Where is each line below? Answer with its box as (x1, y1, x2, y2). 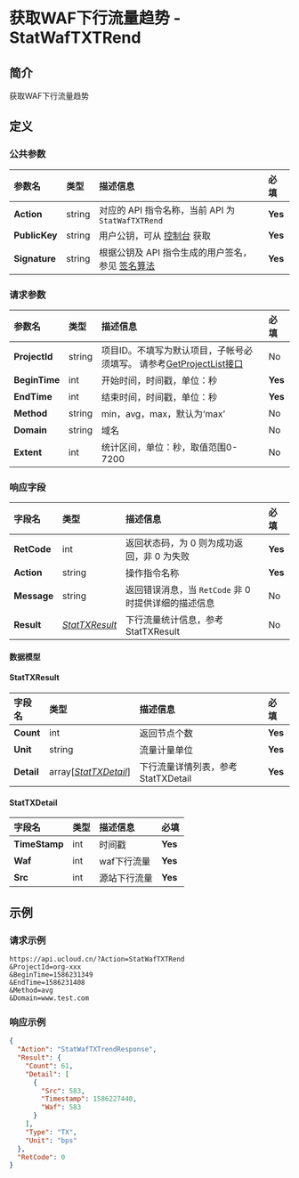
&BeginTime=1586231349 (9, 970, 93, 979)
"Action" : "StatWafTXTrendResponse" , (17, 1045, 158, 1054)
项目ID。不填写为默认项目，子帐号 (101, 344, 245, 356)
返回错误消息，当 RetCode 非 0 (125, 584, 251, 597)
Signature (13, 252, 56, 264)
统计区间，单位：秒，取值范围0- (101, 441, 238, 453)
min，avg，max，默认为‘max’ (101, 407, 225, 419)
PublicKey (13, 229, 58, 241)
